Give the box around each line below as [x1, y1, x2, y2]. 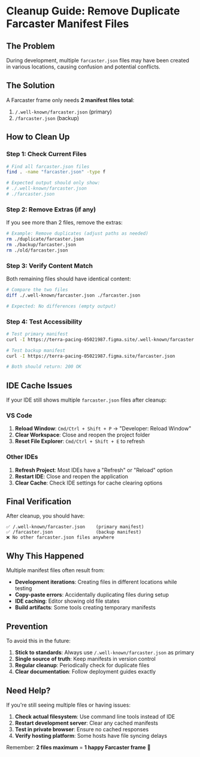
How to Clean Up [6, 132, 70, 142]
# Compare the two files [6, 286, 68, 292]
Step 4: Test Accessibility [6, 317, 83, 325]
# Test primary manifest [6, 331, 68, 337]
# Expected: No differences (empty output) [6, 303, 117, 309]
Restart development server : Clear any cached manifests [14, 719, 159, 726]
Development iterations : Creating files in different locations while [14, 578, 177, 586]
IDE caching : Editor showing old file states [14, 597, 120, 605]
